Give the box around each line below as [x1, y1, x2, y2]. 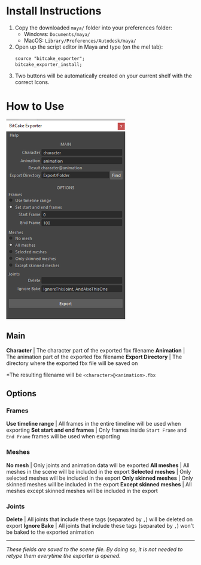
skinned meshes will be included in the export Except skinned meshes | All [6, 480, 192, 488]
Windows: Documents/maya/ [23, 30, 90, 37]
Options [6, 388, 37, 399]
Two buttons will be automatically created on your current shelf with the [14, 72, 193, 79]
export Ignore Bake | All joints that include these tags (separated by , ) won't [6, 522, 194, 529]
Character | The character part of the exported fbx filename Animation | [6, 346, 185, 354]
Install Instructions [6, 4, 102, 18]
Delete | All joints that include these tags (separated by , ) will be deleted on [6, 515, 193, 523]
